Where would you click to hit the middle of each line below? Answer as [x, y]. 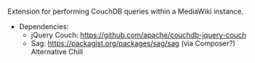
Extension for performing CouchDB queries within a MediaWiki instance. [126, 11]
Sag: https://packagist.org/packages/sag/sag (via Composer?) [133, 43]
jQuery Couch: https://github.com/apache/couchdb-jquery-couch [139, 35]
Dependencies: [44, 26]
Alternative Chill [57, 52]
